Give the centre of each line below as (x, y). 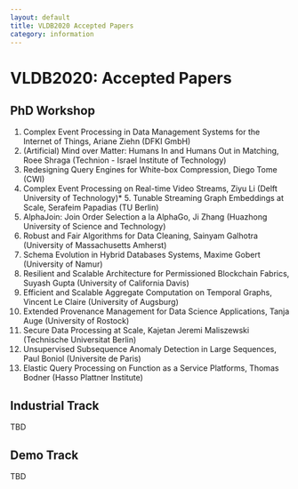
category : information (52, 34)
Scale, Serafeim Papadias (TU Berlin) (91, 208)
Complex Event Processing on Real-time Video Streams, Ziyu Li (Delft (150, 188)
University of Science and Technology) (94, 227)
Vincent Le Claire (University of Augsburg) (101, 302)
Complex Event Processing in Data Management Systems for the (141, 132)
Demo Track (44, 455)
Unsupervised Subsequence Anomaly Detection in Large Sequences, (149, 349)
